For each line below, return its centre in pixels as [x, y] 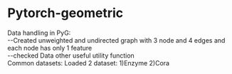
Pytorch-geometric [65, 13]
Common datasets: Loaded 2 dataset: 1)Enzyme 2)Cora [88, 63]
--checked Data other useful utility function [71, 55]
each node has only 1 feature [50, 48]
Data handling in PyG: [39, 33]
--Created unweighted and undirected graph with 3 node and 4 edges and [116, 40]
